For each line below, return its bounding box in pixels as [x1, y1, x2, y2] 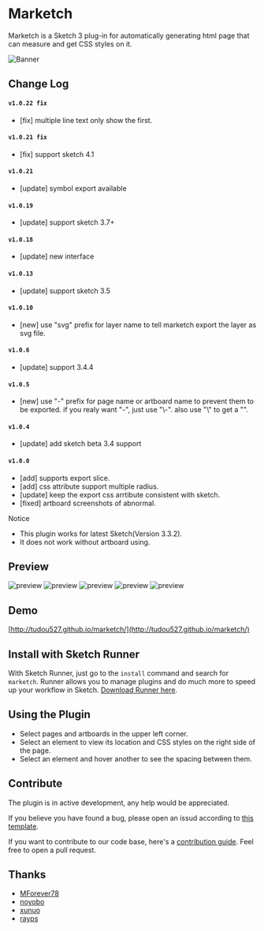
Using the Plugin [8, 708, 91, 721]
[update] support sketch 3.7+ [19, 218, 115, 227]
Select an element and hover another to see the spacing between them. [19, 754, 252, 763]
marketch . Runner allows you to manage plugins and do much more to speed [8, 677, 256, 686]
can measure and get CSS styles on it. [8, 39, 132, 48]
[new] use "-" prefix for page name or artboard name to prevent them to [19, 397, 255, 406]
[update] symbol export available [19, 183, 128, 193]
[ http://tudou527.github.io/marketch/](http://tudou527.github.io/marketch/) [8, 624, 250, 635]
